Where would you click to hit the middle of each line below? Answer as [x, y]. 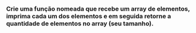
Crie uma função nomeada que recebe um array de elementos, [98, 9]
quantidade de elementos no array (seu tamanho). [80, 24]
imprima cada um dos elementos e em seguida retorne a [88, 16]
